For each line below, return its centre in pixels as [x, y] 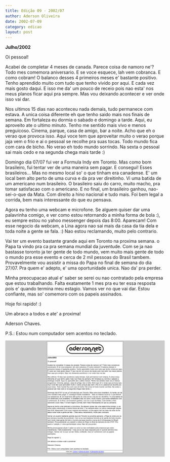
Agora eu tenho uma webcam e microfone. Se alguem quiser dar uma [78, 210]
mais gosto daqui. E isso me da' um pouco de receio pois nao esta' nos [79, 88]
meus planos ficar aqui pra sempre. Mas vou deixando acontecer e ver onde [85, 94]
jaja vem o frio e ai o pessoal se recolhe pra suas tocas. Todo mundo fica [81, 142]
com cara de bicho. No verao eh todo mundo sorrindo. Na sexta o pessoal [82, 147]
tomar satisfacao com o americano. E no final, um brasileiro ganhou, [76, 189]
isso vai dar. [18, 100]
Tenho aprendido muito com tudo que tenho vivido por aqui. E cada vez [80, 83]
